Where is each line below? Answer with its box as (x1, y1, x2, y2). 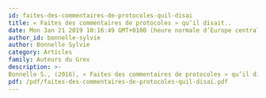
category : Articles (8, 48, 73, 56)
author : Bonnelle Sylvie (8, 41, 90, 49)
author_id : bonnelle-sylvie (8, 33, 101, 42)
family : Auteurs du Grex (8, 56, 90, 64)
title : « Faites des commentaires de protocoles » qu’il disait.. (8, 19, 232, 27)
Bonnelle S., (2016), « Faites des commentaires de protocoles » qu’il (8, 70, 249, 78)
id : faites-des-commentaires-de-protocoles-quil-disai (8, 11, 193, 20)
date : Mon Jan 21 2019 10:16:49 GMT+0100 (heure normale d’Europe (8, 26, 232, 34)
